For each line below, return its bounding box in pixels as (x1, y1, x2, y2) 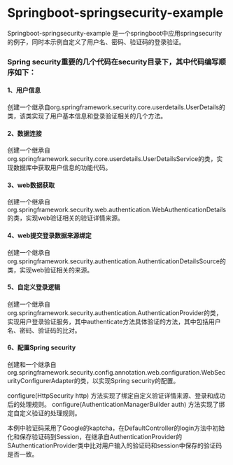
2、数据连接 (7, 129, 42, 137)
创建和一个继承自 (7, 361, 57, 369)
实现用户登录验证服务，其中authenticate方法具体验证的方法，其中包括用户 (7, 317, 222, 326)
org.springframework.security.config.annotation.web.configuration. (7, 368, 202, 377)
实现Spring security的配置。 (98, 377, 180, 385)
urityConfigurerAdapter (7, 377, 75, 385)
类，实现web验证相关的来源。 (7, 265, 93, 274)
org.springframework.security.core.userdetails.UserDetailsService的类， (7, 155, 217, 163)
